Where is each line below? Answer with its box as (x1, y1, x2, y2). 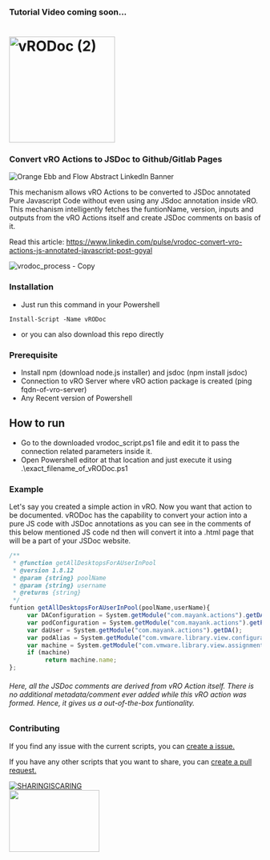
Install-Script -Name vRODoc (9, 315, 107, 323)
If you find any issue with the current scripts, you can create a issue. (9, 741, 236, 751)
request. (9, 765, 37, 775)
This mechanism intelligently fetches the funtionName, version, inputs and (9, 204, 254, 215)
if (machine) (26, 649, 71, 657)
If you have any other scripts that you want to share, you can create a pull (9, 756, 252, 766)
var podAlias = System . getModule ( (26, 633, 143, 641)
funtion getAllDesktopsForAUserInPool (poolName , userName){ (9, 604, 211, 612)
